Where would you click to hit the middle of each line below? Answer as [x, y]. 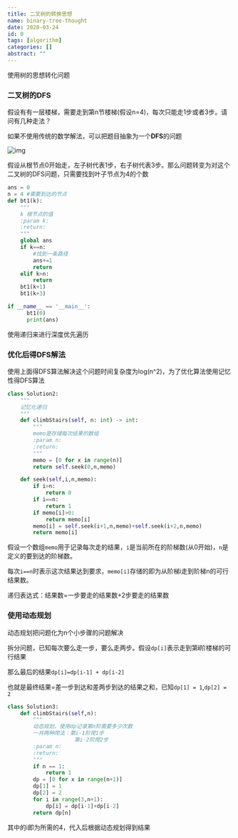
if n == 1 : [49, 766]
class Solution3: [33, 707]
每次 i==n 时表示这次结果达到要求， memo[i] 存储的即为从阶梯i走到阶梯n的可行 [118, 571]
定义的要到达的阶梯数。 [42, 556]
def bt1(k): [25, 200]
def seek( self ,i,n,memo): [59, 480]
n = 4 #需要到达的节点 [37, 194]
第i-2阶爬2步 [92, 740]
